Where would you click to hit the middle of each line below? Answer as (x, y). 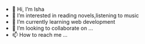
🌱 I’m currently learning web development (64, 22)
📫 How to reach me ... (40, 35)
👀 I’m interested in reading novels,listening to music (75, 15)
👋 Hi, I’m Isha (28, 9)
